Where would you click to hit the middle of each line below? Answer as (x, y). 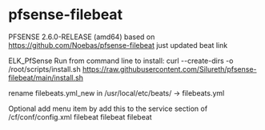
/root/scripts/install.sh (45, 69)
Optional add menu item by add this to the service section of (108, 108)
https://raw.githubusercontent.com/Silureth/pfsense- (170, 69)
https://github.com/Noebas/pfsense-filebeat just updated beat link (118, 45)
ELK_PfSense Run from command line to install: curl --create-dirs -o (121, 61)
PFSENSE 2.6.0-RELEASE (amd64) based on (82, 37)
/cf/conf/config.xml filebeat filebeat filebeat (80, 116)
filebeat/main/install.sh (46, 77)
